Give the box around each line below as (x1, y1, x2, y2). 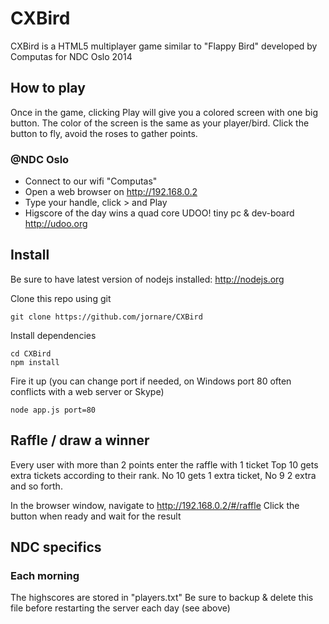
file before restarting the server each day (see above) (10, 602, 231, 614)
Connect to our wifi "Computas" (24, 175, 158, 187)
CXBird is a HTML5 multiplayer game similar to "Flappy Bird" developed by (10, 40, 318, 52)
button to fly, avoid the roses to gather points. (10, 127, 198, 139)
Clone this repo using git (10, 292, 112, 304)
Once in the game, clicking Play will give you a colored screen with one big (10, 106, 318, 118)
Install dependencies (10, 329, 97, 341)
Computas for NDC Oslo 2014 (10, 50, 133, 62)
